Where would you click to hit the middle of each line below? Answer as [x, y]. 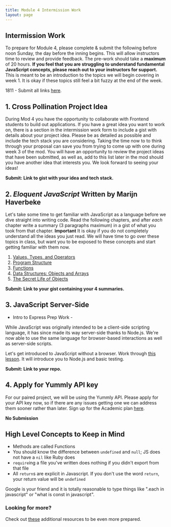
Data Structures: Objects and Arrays [51, 273]
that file [21, 468]
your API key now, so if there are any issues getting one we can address [81, 402]
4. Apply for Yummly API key [52, 385]
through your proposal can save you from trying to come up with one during [85, 146]
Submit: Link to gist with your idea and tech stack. [59, 178]
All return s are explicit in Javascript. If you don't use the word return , [86, 474]
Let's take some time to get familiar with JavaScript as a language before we [86, 214]
